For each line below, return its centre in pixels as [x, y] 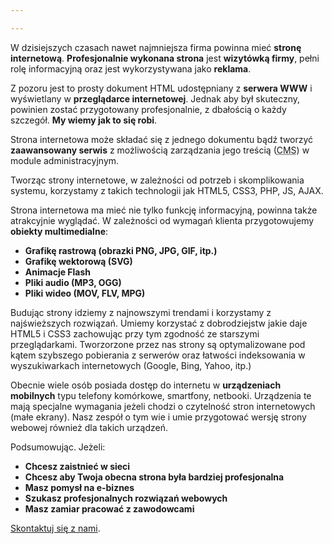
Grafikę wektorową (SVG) [78, 261]
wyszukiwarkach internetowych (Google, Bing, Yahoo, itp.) [131, 365]
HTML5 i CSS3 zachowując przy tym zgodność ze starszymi [135, 333]
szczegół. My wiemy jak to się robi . [84, 120]
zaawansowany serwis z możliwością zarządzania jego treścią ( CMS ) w [160, 150]
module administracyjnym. [65, 160]
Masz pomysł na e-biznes [79, 487]
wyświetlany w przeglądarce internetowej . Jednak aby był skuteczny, [155, 98]
